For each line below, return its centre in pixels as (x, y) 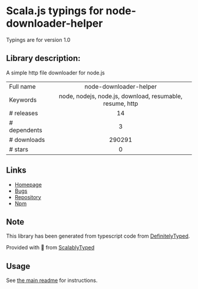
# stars (19, 149)
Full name (23, 86)
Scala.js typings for (55, 11)
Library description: (43, 58)
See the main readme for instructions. (52, 280)
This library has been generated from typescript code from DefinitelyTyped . (98, 236)
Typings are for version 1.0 (38, 40)
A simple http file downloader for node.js (55, 73)
